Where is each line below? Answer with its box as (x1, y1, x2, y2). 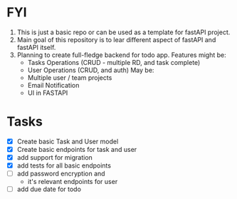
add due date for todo (16, 185, 81, 193)
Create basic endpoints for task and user (16, 145, 137, 153)
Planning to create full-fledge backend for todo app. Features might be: (16, 51, 226, 59)
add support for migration (16, 153, 93, 161)
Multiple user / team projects (27, 73, 112, 82)
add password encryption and (16, 169, 105, 178)
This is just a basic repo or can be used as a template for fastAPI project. (16, 28, 231, 36)
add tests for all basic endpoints (16, 161, 112, 170)
